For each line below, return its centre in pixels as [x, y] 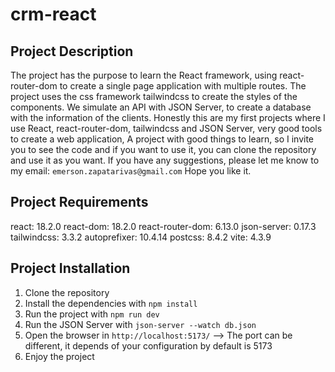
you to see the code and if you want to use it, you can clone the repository [163, 149]
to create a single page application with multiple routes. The [183, 86]
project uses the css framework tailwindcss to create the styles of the [154, 96]
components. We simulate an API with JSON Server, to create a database [161, 107]
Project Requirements [79, 202]
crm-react [53, 14]
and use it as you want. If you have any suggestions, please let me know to [165, 160]
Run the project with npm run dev [92, 314]
